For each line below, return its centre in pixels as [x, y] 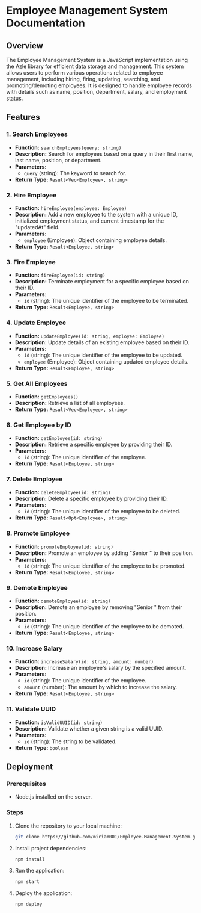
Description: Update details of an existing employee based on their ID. [102, 342]
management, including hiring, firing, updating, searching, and [83, 79]
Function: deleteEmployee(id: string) [63, 492]
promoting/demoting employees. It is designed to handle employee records [99, 85]
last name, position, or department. [58, 160]
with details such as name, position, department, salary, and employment [97, 92]
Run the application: [40, 871]
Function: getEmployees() [47, 396]
